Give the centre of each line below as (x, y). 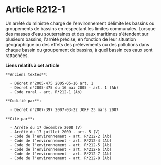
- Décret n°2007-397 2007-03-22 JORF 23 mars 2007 (64, 109)
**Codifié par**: (23, 101)
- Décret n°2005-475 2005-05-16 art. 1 (52, 83)
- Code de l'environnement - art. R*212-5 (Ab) (61, 145)
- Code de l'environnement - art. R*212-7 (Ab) (61, 154)
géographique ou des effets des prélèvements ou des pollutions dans (77, 44)
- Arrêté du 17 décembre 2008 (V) (46, 127)
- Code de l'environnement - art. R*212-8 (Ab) (61, 158)
